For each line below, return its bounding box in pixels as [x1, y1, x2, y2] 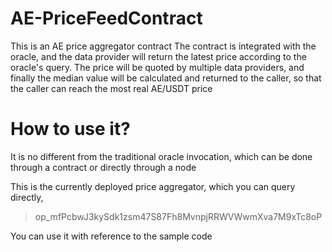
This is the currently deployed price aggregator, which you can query [10, 180, 296, 192]
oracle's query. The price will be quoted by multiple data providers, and [10, 61, 305, 73]
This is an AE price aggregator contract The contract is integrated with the [10, 40, 317, 52]
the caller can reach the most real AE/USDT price [10, 82, 213, 94]
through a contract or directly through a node [10, 161, 197, 173]
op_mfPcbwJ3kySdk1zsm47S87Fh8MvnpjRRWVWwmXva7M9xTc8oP [34, 210, 323, 222]
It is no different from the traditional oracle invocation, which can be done [10, 150, 313, 162]
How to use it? [10, 118, 131, 141]
